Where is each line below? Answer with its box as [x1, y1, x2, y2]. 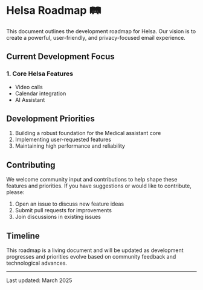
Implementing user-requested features [14, 136, 112, 143]
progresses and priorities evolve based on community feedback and [6, 253, 176, 260]
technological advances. [6, 259, 68, 267]
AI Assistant [14, 96, 45, 103]
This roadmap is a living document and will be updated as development [6, 247, 184, 254]
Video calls [14, 83, 43, 90]
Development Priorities [6, 114, 95, 124]
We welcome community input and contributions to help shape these [6, 176, 178, 183]
